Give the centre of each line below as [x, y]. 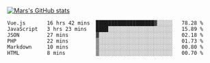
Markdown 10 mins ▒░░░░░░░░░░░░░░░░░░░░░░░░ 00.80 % [105, 47]
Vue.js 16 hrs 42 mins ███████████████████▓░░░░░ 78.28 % [105, 23]
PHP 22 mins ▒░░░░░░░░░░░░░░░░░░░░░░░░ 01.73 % [105, 41]
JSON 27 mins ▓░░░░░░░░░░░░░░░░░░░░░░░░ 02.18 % [105, 35]
